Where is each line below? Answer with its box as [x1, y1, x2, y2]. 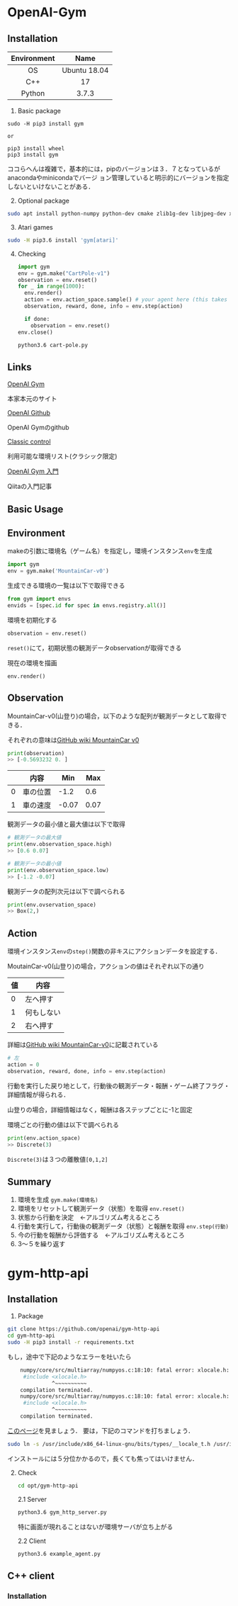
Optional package [17, 196, 69, 205]
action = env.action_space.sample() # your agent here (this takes [24, 296, 228, 303]
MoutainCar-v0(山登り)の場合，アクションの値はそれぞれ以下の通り [7, 962, 205, 971]
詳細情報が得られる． [7, 1090, 69, 1099]
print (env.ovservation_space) [7, 901, 97, 908]
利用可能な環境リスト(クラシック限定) [7, 452, 118, 460]
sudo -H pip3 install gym [7, 120, 84, 128]
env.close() [17, 329, 53, 336]
